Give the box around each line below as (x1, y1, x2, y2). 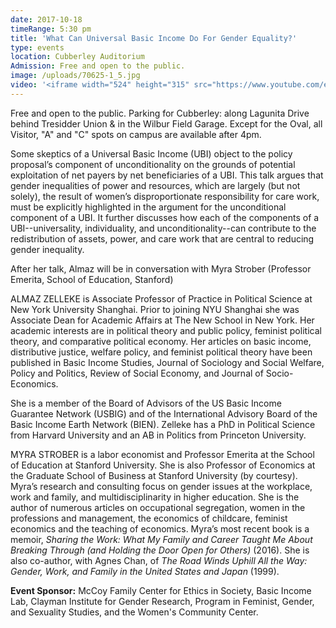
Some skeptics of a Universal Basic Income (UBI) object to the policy (10, 147, 293, 160)
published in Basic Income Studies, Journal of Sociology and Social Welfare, (10, 356, 325, 368)
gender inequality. (10, 243, 85, 255)
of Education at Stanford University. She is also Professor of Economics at (10, 459, 316, 471)
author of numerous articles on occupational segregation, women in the (10, 501, 306, 513)
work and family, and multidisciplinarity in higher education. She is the (10, 491, 300, 503)
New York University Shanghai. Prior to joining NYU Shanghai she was (10, 303, 300, 315)
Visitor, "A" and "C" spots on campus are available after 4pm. (10, 128, 262, 140)
